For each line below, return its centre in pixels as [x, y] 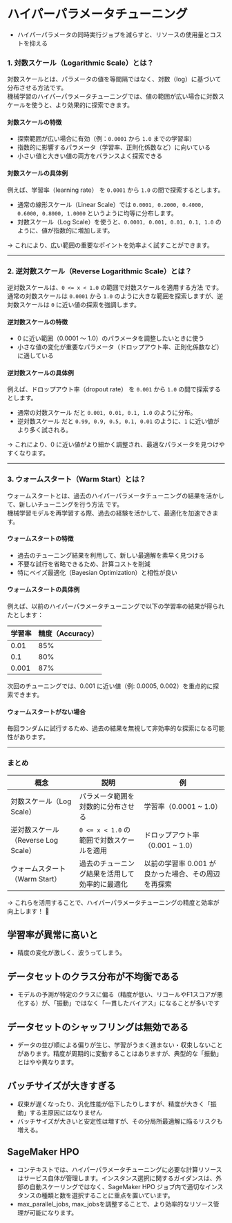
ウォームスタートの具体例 [43, 589]
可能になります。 [54, 1213]
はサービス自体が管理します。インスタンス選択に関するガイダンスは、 [116, 1178]
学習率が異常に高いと [52, 935]
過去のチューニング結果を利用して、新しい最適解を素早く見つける [111, 555]
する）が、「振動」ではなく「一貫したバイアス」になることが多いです [122, 1003]
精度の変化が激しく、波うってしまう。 [71, 952]
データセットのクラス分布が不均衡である [93, 976]
